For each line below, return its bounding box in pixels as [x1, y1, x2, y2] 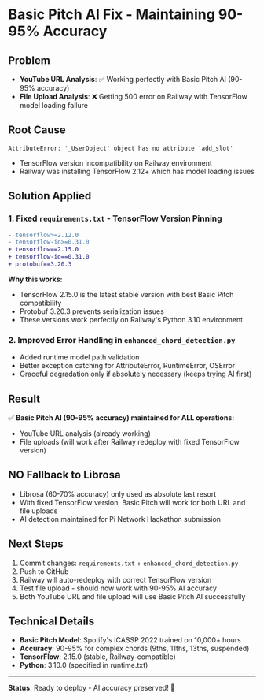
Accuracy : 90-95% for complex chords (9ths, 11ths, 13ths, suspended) [19, 644, 250, 653]
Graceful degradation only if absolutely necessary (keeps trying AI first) [19, 369, 252, 379]
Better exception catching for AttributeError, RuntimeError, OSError [19, 361, 236, 370]
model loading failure [19, 101, 89, 110]
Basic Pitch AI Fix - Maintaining [8, 6, 216, 24]
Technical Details [8, 615, 95, 627]
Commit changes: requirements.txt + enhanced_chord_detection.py [19, 558, 239, 568]
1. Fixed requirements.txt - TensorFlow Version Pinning [8, 213, 222, 224]
